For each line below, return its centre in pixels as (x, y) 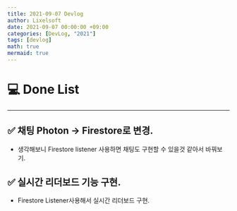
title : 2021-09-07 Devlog (45, 14)
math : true (23, 47)
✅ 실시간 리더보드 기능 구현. (64, 182)
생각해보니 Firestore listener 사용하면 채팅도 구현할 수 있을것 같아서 (111, 149)
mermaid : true (28, 54)
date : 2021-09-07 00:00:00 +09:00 (58, 27)
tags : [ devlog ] (30, 40)
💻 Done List (43, 90)
